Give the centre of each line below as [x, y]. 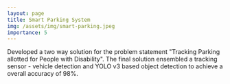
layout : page [26, 13]
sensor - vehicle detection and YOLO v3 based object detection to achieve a [115, 66]
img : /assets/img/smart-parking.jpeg [61, 26]
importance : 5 [27, 32]
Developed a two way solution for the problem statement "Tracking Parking [114, 52]
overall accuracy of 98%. [43, 74]
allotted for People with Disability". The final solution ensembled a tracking [112, 59]
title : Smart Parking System [49, 20]
